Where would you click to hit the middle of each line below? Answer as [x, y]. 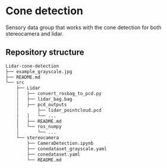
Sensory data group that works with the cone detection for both [83, 27]
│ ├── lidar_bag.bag [44, 99]
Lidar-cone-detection [32, 66]
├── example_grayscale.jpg [39, 72]
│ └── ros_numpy [39, 127]
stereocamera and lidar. [34, 33]
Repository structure [45, 53]
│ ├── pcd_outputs [42, 104]
